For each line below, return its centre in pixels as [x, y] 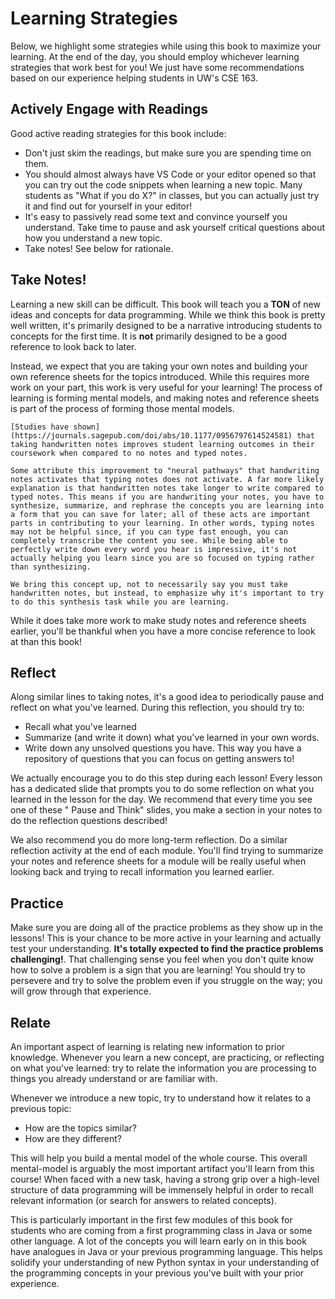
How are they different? [73, 1138]
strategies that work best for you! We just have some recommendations [157, 67]
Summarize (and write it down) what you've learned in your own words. [172, 738]
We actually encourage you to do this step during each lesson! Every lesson [166, 778]
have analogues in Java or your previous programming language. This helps [166, 1251]
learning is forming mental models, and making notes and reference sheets [165, 398]
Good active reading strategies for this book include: [118, 133]
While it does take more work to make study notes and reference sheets [158, 620]
